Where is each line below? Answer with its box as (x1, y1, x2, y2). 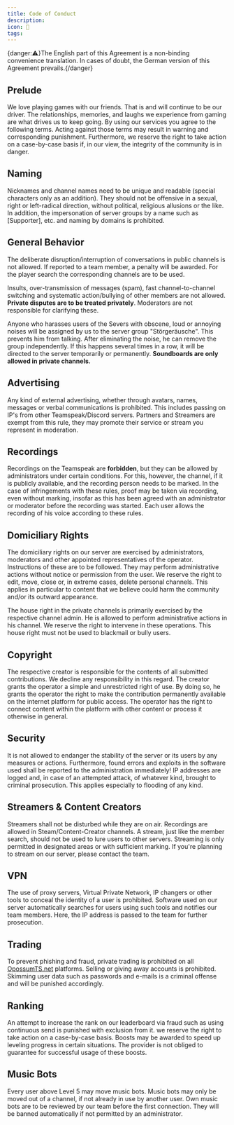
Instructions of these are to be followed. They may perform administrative (7, 563, 219, 571)
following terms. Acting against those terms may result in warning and (7, 125, 209, 134)
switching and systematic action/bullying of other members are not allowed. (7, 291, 226, 299)
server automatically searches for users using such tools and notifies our (7, 904, 217, 912)
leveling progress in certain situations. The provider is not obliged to (7, 1041, 204, 1049)
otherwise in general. (7, 712, 68, 721)
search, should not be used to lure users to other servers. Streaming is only (7, 835, 225, 843)
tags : (7, 29, 23, 37)
